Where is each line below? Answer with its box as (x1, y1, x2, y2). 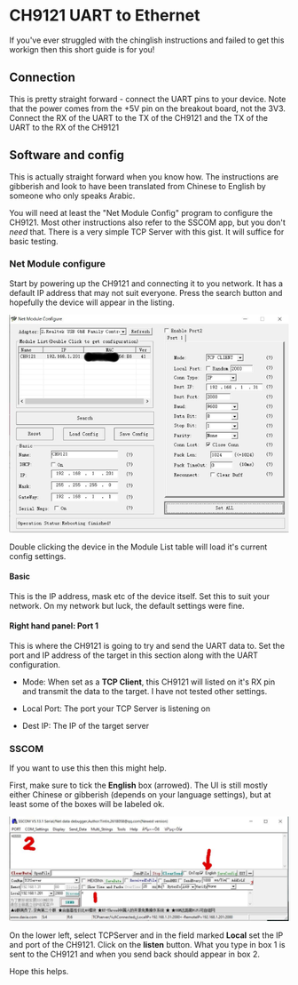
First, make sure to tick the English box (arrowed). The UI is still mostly (9, 780, 268, 791)
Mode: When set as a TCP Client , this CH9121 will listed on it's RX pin (21, 677, 276, 687)
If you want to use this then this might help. (9, 763, 167, 773)
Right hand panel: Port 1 (9, 621, 99, 631)
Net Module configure (9, 258, 106, 270)
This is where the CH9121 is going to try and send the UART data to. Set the (9, 641, 286, 652)
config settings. (9, 550, 67, 561)
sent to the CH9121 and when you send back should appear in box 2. (9, 949, 260, 960)
